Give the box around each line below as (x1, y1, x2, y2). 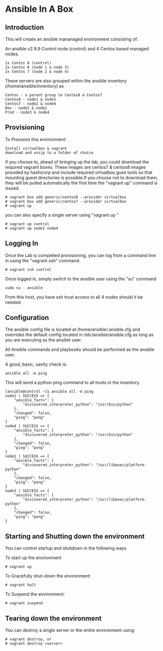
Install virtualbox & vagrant (5, 146, 67, 151)
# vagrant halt (5, 582, 36, 588)
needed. (5, 299, 22, 305)
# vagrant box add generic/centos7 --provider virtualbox (5, 199, 127, 204)
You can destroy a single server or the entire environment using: (5, 627, 135, 633)
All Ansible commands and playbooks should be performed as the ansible (5, 346, 155, 352)
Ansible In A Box (5, 3, 73, 15)
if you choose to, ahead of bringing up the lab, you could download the (5, 159, 149, 165)
